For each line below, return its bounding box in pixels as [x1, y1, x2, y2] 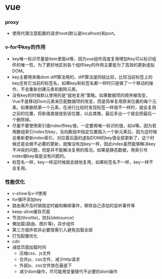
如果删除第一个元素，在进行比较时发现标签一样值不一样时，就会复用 [20, 104, 156, 110]
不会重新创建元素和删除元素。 [20, 86, 80, 92]
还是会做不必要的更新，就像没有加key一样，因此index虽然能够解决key [16, 140, 156, 147]
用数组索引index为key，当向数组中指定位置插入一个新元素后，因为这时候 [12, 128, 157, 135]
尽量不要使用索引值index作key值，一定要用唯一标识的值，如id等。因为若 [12, 122, 157, 128]
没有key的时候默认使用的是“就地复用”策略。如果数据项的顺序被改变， [12, 92, 150, 98]
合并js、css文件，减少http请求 [19, 257, 80, 262]
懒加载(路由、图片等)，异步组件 [12, 221, 75, 227]
